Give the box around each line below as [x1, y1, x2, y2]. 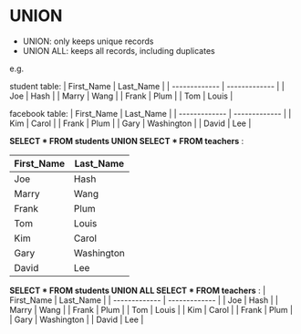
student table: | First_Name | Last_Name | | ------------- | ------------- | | [9, 80, 285, 91]
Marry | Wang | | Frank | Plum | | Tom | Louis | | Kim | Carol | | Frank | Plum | [9, 304, 294, 315]
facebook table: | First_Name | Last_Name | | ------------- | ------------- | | [9, 108, 292, 119]
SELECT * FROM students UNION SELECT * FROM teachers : [9, 135, 244, 146]
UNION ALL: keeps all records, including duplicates [22, 45, 216, 56]
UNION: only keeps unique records [22, 36, 154, 47]
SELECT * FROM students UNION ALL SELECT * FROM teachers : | [9, 285, 266, 296]
